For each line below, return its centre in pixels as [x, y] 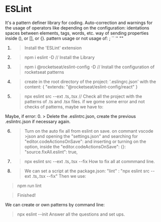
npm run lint [29, 186]
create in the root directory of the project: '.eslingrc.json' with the [90, 82]
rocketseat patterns [44, 72]
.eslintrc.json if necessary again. [38, 121]
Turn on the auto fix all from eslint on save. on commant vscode [89, 131]
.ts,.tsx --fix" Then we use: [59, 176]
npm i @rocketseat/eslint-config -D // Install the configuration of [89, 67]
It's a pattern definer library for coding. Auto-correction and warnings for [79, 23]
